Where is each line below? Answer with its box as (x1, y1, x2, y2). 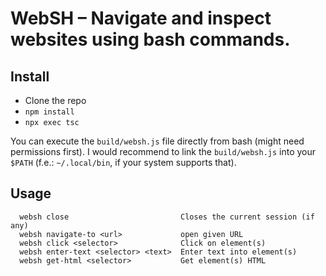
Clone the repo (24, 95, 87, 106)
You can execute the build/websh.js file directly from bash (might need (10, 135, 305, 147)
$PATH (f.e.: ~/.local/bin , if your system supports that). (10, 157, 237, 168)
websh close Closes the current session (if (19, 212, 315, 222)
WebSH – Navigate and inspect (10, 7, 272, 30)
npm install (24, 107, 75, 117)
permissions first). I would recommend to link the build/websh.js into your (10, 146, 317, 157)
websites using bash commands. (10, 28, 291, 51)
